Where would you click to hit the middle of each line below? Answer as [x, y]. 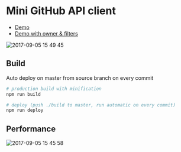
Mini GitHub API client [61, 11]
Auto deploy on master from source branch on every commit [80, 77]
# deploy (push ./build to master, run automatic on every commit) [91, 105]
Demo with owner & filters [46, 33]
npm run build [24, 94]
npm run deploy [25, 111]
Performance [31, 129]
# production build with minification [54, 89]
